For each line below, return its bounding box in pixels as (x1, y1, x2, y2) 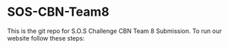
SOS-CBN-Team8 (7, 4, 110, 20)
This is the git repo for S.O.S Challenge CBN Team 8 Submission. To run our (7, 27, 222, 35)
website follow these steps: (7, 34, 85, 42)
